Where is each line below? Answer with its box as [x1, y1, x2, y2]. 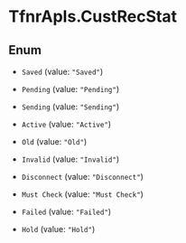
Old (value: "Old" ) [21, 136, 88, 146]
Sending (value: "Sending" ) [21, 101, 119, 112]
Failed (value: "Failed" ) [21, 206, 112, 217]
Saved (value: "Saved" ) [21, 66, 104, 77]
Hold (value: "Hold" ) [21, 224, 96, 234]
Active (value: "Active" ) [21, 119, 112, 129]
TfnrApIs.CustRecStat [8, 6, 178, 27]
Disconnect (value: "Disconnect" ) [21, 172, 144, 182]
